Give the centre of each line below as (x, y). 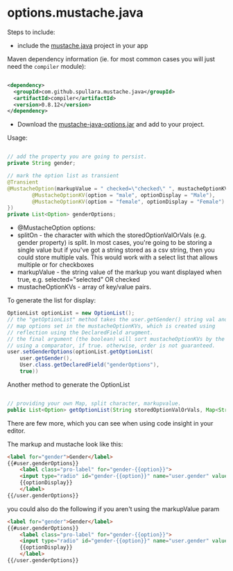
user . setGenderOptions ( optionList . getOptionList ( (80, 352)
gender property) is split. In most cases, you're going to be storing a (115, 243)
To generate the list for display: (52, 300)
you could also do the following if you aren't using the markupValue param (113, 508)
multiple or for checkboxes (55, 265)
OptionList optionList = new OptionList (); (71, 313)
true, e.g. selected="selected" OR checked (78, 280)
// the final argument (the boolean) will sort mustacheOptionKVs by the (116, 339)
